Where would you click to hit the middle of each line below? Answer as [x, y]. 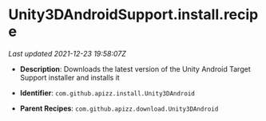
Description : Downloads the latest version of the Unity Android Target [135, 68]
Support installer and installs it [69, 77]
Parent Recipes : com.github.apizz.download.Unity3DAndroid [119, 108]
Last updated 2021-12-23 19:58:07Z [67, 53]
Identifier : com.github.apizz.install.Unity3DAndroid [107, 92]
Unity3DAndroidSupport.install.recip [133, 15]
